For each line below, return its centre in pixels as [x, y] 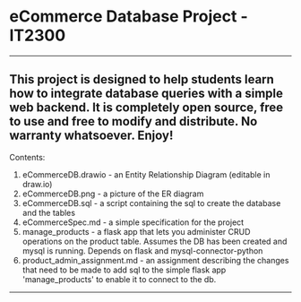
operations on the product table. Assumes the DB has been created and [155, 241]
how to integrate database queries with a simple [146, 94]
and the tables [49, 212]
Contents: [27, 157]
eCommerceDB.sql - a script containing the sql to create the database [151, 203]
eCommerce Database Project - [129, 17]
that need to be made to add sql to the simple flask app [124, 270]
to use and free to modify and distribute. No [133, 121]
